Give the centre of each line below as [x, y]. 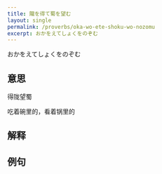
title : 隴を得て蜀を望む [39, 14]
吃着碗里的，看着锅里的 [41, 112]
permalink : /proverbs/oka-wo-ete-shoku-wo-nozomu [81, 27]
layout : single [29, 20]
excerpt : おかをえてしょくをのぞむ [53, 33]
